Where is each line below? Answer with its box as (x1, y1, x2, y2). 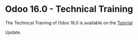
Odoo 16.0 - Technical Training (5, 3, 133, 15)
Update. (5, 29, 22, 35)
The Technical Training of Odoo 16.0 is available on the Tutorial (5, 20, 133, 26)
